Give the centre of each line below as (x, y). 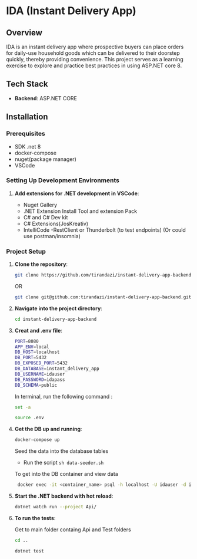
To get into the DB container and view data (66, 474)
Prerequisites (26, 134)
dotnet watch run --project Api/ (56, 507)
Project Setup (26, 251)
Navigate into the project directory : (59, 308)
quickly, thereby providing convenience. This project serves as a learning (95, 59)
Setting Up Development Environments (63, 180)
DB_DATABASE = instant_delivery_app (57, 369)
